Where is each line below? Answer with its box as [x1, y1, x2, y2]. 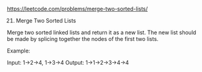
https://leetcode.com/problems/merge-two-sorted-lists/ [7, 5, 148, 12]
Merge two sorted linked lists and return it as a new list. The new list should [7, 29, 197, 36]
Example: [7, 47, 31, 54]
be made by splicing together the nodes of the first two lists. [7, 35, 159, 42]
